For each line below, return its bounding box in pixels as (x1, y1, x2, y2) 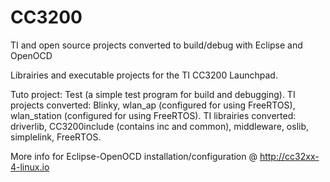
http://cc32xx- (259, 150, 320, 162)
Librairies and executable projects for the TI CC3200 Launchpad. (10, 69, 278, 81)
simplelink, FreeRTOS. (10, 131, 102, 143)
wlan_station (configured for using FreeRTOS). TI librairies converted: (10, 109, 297, 121)
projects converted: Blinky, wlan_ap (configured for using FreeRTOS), (10, 99, 296, 111)
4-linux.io (10, 161, 50, 173)
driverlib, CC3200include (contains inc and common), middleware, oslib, (10, 120, 310, 132)
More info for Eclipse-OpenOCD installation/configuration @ (10, 150, 258, 162)
